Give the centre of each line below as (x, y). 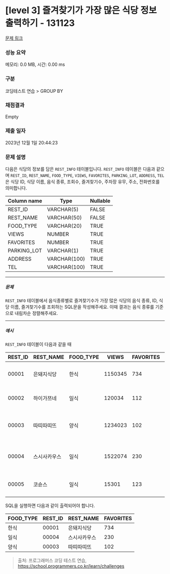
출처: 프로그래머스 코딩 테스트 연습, (52, 560)
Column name (25, 201)
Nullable (100, 201)
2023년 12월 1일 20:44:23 (32, 143)
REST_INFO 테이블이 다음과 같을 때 (38, 344)
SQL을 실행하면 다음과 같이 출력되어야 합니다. (50, 506)
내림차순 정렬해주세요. (36, 313)
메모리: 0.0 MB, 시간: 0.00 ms (35, 64)
